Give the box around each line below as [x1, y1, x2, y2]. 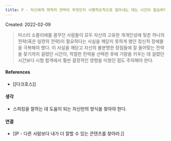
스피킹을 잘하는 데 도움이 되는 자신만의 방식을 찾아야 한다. [12, 106, 127, 112]
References [5, 69, 31, 75]
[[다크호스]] [12, 81, 36, 87]
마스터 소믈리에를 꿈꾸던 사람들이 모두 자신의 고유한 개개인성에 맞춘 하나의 [17, 31, 165, 38]
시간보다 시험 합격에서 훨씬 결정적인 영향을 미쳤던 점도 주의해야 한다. [17, 57, 154, 63]
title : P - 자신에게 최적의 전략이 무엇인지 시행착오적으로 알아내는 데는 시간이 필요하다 [5, 7, 167, 13]
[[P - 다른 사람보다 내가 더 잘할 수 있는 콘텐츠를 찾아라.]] [12, 130, 125, 137]
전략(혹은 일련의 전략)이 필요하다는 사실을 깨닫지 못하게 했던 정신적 [17, 38, 151, 44]
